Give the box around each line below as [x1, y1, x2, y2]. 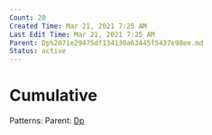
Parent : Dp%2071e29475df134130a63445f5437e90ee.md [9, 38, 204, 48]
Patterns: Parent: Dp [9, 115, 85, 126]
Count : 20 [9, 13, 47, 22]
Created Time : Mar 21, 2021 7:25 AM [9, 22, 147, 31]
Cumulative [9, 85, 97, 106]
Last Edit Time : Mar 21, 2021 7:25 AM [9, 30, 155, 39]
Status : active [9, 47, 67, 56]
